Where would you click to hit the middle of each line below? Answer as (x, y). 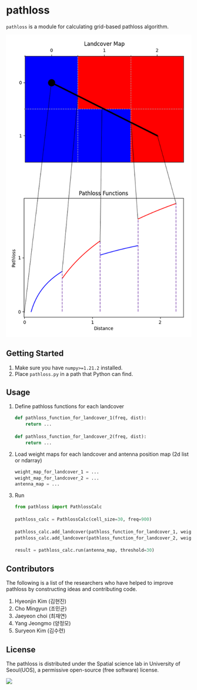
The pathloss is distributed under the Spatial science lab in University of (93, 664)
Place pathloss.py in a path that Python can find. (74, 374)
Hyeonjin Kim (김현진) (40, 601)
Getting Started (35, 354)
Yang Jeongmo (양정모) (43, 624)
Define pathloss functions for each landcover (69, 406)
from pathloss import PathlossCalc (58, 507)
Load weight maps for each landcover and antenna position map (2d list (102, 454)
